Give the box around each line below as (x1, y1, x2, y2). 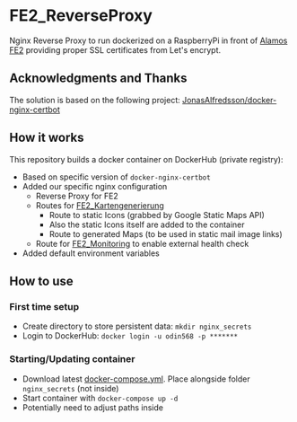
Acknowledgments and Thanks (9, 71, 188, 86)
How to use (9, 273, 74, 288)
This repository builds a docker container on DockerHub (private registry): (9, 154, 284, 164)
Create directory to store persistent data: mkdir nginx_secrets (22, 321, 252, 332)
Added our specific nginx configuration (22, 180, 168, 191)
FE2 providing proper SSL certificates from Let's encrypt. (9, 44, 222, 55)
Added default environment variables (22, 248, 160, 259)
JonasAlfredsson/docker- (182, 94, 277, 105)
